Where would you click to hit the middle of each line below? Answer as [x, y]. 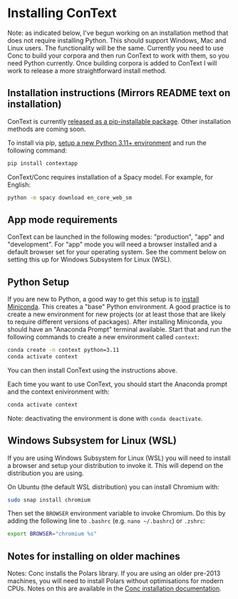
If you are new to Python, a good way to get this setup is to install [103, 299]
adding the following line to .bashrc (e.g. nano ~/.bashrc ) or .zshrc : [106, 521]
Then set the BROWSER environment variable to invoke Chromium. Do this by [117, 514]
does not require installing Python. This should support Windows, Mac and [117, 40]
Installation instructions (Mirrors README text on [119, 93]
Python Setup [38, 282]
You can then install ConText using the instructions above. [93, 370]
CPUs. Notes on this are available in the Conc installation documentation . [115, 588]
